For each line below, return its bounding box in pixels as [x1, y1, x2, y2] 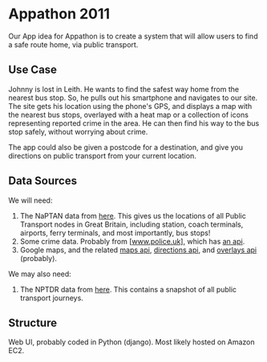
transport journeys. [19, 293, 84, 303]
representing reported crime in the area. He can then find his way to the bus [8, 118, 260, 128]
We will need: [8, 195, 53, 205]
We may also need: [8, 269, 72, 279]
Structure [8, 316, 58, 329]
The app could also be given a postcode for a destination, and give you [8, 142, 243, 152]
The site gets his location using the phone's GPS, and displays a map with [8, 101, 253, 111]
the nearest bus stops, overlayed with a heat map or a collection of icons [8, 110, 249, 119]
